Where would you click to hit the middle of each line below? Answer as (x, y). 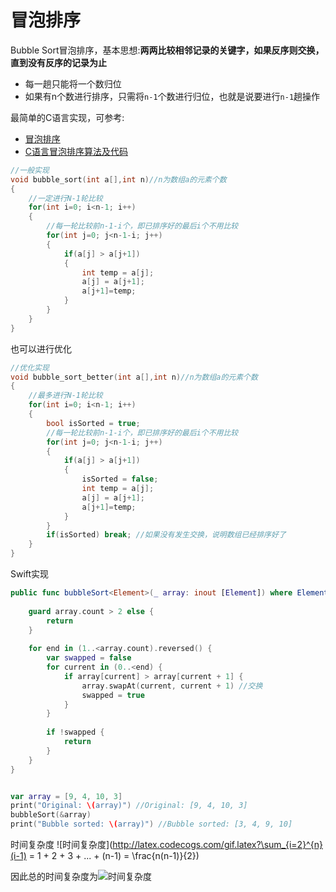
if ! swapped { (75, 732)
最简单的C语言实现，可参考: (67, 117)
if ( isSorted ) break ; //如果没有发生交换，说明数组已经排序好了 (166, 535)
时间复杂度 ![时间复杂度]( (61, 845)
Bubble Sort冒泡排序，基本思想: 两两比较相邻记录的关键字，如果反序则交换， (167, 50)
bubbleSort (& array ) (51, 815)
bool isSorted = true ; (93, 423)
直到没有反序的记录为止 (58, 62)
